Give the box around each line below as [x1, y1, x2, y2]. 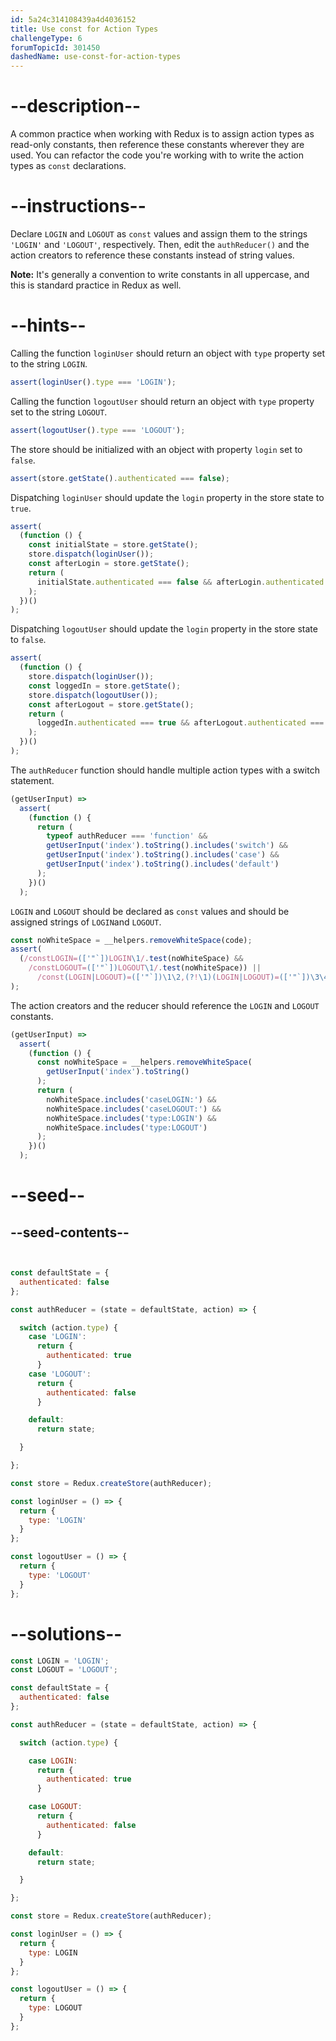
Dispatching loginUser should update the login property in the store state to [10, 491, 325, 503]
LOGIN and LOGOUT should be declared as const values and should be [10, 905, 290, 917]
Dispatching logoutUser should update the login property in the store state [10, 623, 318, 635]
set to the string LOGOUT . [10, 406, 108, 418]
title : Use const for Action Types [10, 24, 159, 34]
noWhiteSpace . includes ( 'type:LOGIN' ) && [46, 1113, 217, 1123]
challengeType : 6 [10, 33, 83, 43]
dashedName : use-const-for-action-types [10, 52, 182, 62]
